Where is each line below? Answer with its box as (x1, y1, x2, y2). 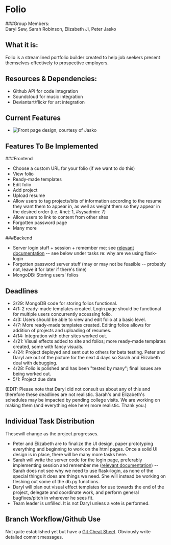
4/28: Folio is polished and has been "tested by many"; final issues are (12, 365, 161, 371)
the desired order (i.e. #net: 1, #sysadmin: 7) (12, 209, 106, 215)
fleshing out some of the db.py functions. (12, 478, 100, 484)
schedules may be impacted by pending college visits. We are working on (5, 397, 160, 403)
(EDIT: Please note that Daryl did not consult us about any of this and (5, 386, 151, 392)
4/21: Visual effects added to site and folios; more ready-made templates (12, 338, 166, 344)
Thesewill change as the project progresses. (5, 430, 99, 437)
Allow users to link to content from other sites (12, 214, 109, 220)
